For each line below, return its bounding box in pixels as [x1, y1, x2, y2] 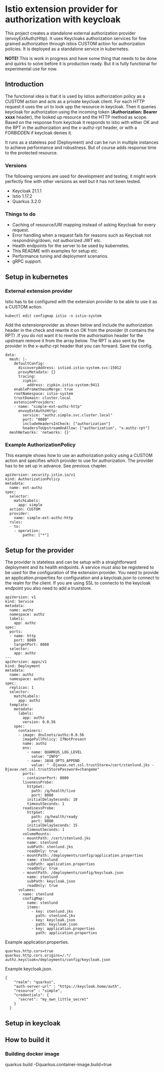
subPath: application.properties [26, 862, 95, 867]
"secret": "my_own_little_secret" [18, 997, 89, 1002]
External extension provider [5, 287, 72, 294]
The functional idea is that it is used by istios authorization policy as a [5, 93, 145, 99]
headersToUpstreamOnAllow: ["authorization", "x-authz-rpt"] [23, 426, 150, 431]
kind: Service [5, 599, 34, 604]
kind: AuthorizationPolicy [5, 477, 60, 482]
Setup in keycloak [5, 1019, 61, 1027]
